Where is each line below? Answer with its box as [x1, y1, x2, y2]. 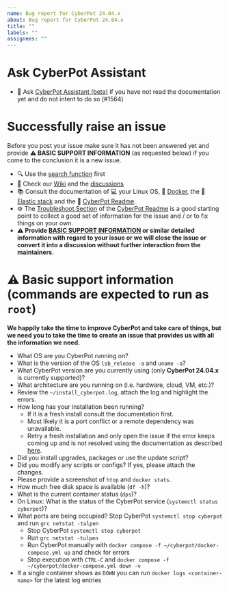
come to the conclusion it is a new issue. [7, 156, 122, 164]
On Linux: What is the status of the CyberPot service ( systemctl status [16, 497, 219, 505]
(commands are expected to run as [7, 287, 209, 302]
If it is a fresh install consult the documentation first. [27, 410, 174, 418]
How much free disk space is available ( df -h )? [16, 482, 150, 490]
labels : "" [7, 29, 38, 36]
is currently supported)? [16, 373, 85, 381]
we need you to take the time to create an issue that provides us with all [7, 331, 214, 339]
